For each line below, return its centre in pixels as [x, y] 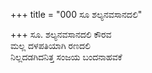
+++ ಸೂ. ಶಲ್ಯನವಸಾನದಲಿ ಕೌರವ [61, 34]
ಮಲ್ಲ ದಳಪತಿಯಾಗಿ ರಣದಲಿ [50, 45]
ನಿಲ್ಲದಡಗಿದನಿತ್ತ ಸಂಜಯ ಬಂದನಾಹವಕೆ [66, 57]
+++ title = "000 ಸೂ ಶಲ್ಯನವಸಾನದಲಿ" [76, 14]
